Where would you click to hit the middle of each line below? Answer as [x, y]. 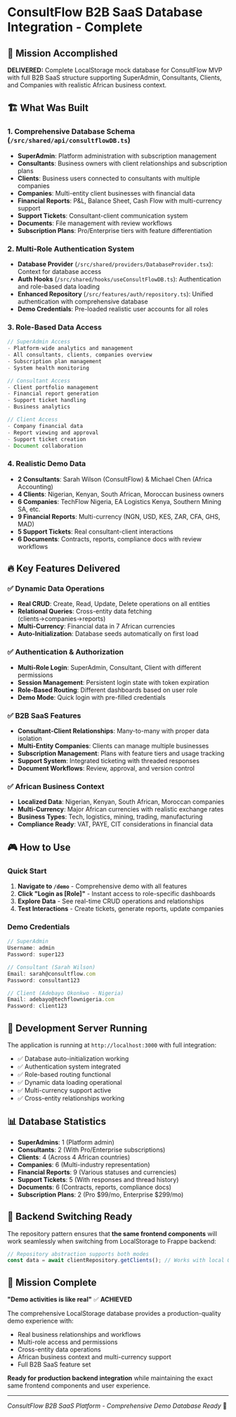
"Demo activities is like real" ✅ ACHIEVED [70, 1299]
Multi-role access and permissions [67, 1342]
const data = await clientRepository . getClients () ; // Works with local [116, 1261]
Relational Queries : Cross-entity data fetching [85, 611]
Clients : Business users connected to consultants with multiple [109, 178]
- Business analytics [39, 407]
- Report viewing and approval [53, 433]
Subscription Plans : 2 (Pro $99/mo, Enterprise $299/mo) [100, 1195]
